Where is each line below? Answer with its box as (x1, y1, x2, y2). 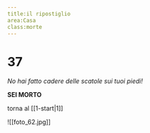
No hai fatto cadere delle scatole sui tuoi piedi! (7, 77, 143, 85)
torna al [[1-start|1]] (7, 104, 63, 113)
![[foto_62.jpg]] (7, 118, 51, 127)
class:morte (7, 23, 42, 30)
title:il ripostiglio (7, 10, 71, 18)
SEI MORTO (7, 91, 42, 99)
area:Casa (7, 17, 37, 24)
